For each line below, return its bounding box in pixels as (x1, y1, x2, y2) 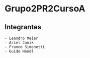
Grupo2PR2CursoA (4, 3, 86, 14)
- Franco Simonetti (4, 45, 45, 50)
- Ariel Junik (4, 40, 34, 45)
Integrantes (4, 23, 42, 31)
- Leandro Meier (4, 36, 38, 41)
